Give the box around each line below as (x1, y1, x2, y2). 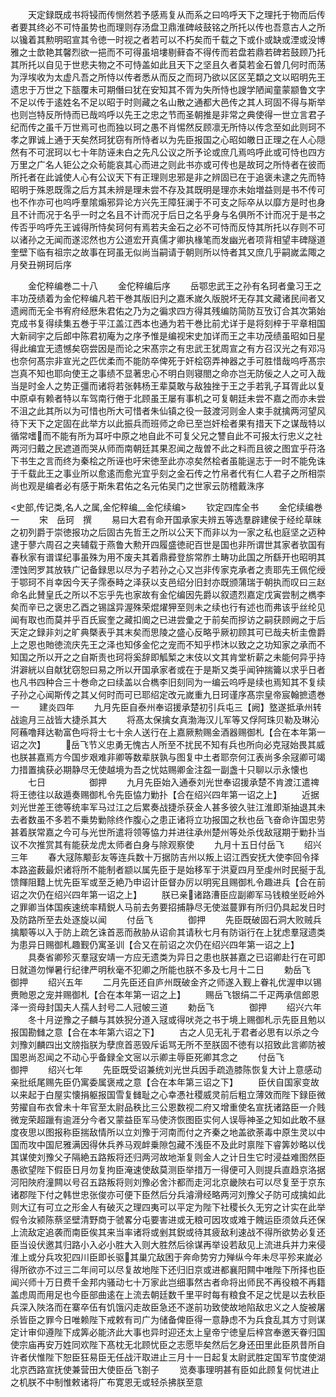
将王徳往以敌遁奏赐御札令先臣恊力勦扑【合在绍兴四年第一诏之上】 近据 (10, 789, 320, 800)
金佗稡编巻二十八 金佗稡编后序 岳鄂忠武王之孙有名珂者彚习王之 (27, 280, 322, 292)
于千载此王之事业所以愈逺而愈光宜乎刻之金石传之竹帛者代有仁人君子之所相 (10, 468, 317, 479)
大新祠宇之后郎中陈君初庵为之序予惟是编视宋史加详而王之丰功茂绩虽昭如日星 (10, 330, 326, 342)
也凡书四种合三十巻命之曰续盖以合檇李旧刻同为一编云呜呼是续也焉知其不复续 (10, 676, 326, 688)
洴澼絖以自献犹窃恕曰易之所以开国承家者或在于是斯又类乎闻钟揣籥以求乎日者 (10, 664, 326, 675)
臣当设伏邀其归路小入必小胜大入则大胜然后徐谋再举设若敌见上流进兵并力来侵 (10, 1239, 326, 1250)
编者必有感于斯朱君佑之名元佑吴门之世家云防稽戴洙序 (44, 480, 265, 492)
